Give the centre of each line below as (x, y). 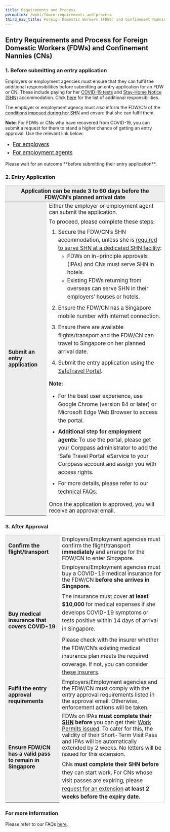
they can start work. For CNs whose (107, 773)
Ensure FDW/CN (29, 747)
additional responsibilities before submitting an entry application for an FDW (84, 87)
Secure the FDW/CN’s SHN (92, 232)
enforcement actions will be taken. (105, 708)
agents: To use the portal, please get (104, 440)
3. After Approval (27, 526)
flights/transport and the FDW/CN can (106, 335)
